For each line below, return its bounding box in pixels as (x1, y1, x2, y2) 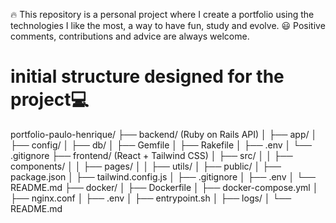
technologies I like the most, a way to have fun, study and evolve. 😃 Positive (10, 20, 326, 31)
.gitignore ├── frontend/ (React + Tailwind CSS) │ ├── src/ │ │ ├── (10, 149, 293, 161)
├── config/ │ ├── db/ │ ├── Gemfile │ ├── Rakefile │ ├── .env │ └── (10, 139, 312, 151)
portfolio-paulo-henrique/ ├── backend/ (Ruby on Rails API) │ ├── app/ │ (10, 128, 318, 140)
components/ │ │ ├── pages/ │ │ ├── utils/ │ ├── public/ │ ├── (10, 160, 282, 172)
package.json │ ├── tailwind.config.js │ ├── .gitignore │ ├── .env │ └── (10, 170, 316, 183)
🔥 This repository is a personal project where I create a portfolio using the (10, 9, 315, 20)
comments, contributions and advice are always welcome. (10, 30, 250, 42)
